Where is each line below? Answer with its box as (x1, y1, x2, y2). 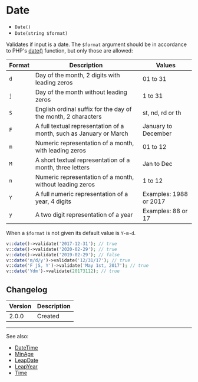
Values (156, 61, 176, 69)
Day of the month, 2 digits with (35, 71, 120, 79)
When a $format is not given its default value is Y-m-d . (6, 229, 136, 236)
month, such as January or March (35, 129, 128, 138)
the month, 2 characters (35, 112, 102, 120)
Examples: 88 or (142, 207, 188, 215)
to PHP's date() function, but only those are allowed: (6, 47, 133, 54)
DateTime (14, 344, 38, 351)
